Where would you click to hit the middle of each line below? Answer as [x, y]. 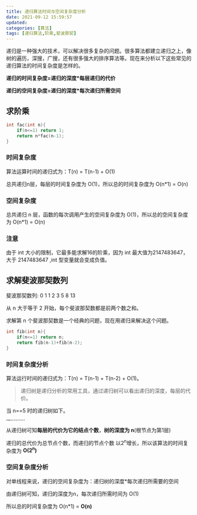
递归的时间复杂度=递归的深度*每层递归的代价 [61, 78]
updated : [17, 22]
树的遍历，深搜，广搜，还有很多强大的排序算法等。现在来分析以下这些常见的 [99, 58]
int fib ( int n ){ [26, 332]
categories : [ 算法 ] [29, 28]
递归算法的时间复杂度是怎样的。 [45, 66]
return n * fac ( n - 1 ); [41, 136]
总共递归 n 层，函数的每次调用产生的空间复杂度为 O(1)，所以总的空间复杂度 [97, 215]
